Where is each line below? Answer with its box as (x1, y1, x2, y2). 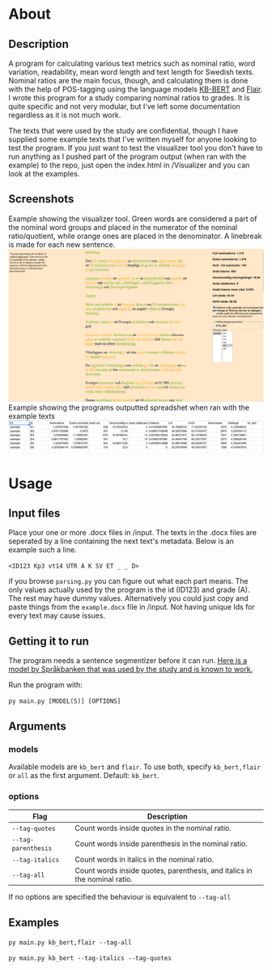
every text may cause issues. (8, 611, 106, 620)
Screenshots (8, 192, 74, 206)
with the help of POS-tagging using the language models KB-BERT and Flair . (8, 84, 263, 94)
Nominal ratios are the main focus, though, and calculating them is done (8, 76, 249, 85)
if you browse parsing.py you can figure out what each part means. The (8, 576, 249, 586)
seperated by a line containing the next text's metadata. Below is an (8, 536, 235, 547)
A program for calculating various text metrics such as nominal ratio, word (8, 58, 256, 68)
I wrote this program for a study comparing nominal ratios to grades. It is (8, 93, 250, 102)
